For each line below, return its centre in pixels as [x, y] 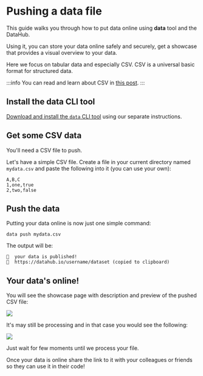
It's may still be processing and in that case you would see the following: [97, 325]
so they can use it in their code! [46, 366]
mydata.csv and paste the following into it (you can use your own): [89, 168]
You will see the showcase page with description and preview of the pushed [102, 295]
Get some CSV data [44, 136]
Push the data [33, 209]
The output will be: [30, 246]
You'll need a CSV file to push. [44, 150]
